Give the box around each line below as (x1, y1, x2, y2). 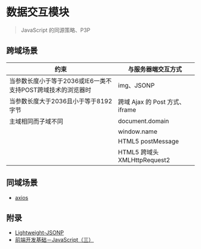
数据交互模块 (6, 5, 70, 19)
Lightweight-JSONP (14, 229, 64, 236)
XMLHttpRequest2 (118, 155, 170, 164)
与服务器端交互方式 (127, 65, 182, 73)
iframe (118, 106, 136, 114)
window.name (118, 127, 157, 136)
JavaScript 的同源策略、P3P (20, 26, 91, 34)
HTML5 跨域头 (118, 148, 159, 156)
